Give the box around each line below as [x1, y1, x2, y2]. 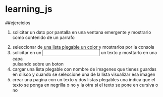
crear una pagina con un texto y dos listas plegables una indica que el [12, 76, 155, 82]
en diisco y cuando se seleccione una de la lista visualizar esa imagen [12, 71, 156, 77]
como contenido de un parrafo [12, 34, 75, 40]
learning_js [5, 3, 53, 15]
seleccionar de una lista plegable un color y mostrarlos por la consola [12, 44, 155, 50]
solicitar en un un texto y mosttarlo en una [12, 49, 157, 55]
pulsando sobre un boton [12, 61, 64, 67]
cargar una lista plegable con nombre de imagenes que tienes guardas [12, 66, 157, 72]
